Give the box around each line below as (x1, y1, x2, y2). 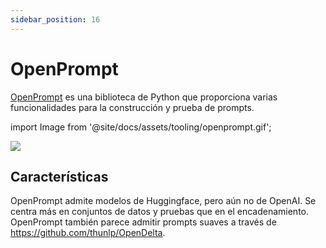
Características (10, 168, 109, 185)
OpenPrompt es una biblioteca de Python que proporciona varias (10, 91, 278, 103)
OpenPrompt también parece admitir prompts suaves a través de (10, 216, 277, 228)
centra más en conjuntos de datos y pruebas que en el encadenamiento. (10, 206, 309, 218)
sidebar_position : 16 (10, 14, 101, 25)
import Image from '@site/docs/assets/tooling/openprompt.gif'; (10, 121, 272, 133)
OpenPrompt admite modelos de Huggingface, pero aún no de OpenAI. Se (10, 195, 317, 207)
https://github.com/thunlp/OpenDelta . (10, 227, 166, 239)
